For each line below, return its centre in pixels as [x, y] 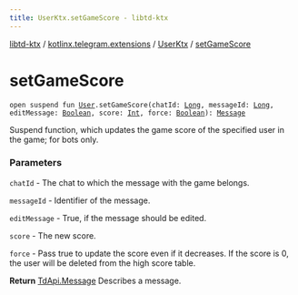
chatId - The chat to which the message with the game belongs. [129, 182]
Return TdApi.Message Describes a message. [95, 280]
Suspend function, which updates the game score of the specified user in [147, 129]
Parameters [35, 163]
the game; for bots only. [54, 139]
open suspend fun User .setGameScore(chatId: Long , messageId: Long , [142, 105]
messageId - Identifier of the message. [80, 200]
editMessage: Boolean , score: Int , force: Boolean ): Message [128, 113]
